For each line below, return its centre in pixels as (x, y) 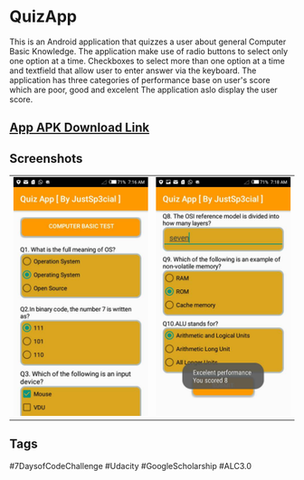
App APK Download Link (80, 128)
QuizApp (43, 17)
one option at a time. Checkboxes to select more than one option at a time (147, 61)
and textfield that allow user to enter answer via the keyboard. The (133, 71)
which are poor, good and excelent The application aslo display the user (143, 89)
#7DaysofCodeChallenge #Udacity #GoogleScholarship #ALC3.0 (130, 466)
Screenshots (46, 159)
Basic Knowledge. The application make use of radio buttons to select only (149, 51)
